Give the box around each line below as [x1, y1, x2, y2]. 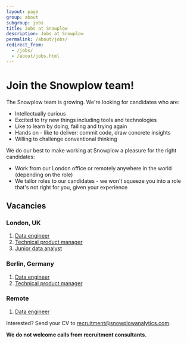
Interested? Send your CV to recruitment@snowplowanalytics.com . [6, 319, 171, 326]
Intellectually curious [14, 110, 66, 117]
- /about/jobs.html [11, 53, 60, 59]
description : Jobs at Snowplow [6, 31, 84, 37]
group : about [6, 14, 39, 20]
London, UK [6, 219, 41, 227]
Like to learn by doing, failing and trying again [14, 123, 127, 130]
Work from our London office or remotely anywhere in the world [14, 164, 172, 171]
